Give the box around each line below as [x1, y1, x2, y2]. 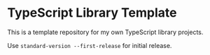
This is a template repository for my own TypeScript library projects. [7, 28, 204, 36]
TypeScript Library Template [7, 5, 177, 21]
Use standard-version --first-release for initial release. [7, 41, 172, 49]
